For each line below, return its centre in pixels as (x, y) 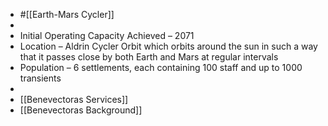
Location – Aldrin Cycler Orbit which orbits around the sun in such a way (168, 46)
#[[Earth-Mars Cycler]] (67, 14)
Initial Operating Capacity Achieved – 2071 (107, 35)
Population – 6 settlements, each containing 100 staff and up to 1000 (161, 67)
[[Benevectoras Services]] (74, 99)
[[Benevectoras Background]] (81, 110)
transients (40, 78)
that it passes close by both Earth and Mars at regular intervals (149, 57)
